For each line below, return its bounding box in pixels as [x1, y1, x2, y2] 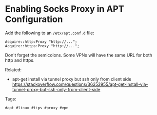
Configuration [5, 14, 63, 25]
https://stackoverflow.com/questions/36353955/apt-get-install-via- [12, 81, 148, 87]
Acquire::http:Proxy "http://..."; [5, 39, 78, 44]
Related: [5, 67, 22, 73]
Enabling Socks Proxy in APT [5, 3, 124, 15]
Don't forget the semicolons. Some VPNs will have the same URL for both [5, 52, 153, 58]
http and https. [5, 57, 35, 63]
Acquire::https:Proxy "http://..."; [5, 43, 79, 48]
